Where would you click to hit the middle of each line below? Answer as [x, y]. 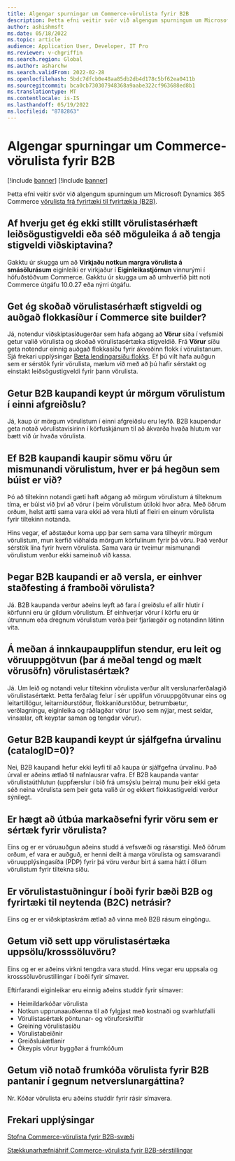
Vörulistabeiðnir [40, 1033]
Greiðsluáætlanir [41, 1041]
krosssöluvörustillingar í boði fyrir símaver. [68, 976]
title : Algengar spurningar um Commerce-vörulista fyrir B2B [98, 14]
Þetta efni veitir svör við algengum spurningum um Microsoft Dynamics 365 [116, 194]
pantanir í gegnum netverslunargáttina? [96, 1082]
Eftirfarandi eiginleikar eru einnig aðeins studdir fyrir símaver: [95, 990]
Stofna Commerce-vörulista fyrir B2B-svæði [71, 1137]
